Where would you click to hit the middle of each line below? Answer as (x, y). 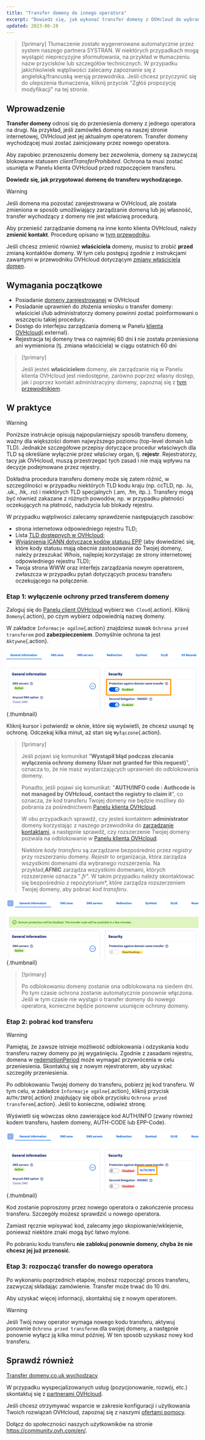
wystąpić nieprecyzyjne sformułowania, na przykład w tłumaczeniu (106, 57)
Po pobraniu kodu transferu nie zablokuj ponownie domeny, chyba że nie (100, 1244)
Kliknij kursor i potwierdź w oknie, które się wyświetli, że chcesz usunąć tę (100, 726)
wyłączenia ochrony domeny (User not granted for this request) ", (106, 763)
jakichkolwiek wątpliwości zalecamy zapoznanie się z (88, 70)
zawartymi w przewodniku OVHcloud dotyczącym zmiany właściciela (94, 259)
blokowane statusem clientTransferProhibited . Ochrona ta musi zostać (95, 161)
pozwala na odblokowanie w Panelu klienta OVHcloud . (90, 839)
